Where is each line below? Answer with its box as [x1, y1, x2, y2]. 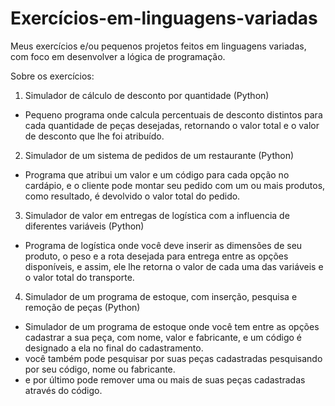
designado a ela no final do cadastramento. [24, 342, 204, 354]
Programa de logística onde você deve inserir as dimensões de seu [24, 239, 303, 251]
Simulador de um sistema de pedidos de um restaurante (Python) [24, 149, 295, 161]
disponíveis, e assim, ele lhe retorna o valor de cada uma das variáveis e [24, 260, 324, 272]
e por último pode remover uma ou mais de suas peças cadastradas [24, 373, 306, 386]
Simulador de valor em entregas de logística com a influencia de [24, 209, 290, 221]
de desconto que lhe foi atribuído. [24, 130, 165, 142]
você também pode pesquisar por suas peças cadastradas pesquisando [24, 352, 323, 364]
